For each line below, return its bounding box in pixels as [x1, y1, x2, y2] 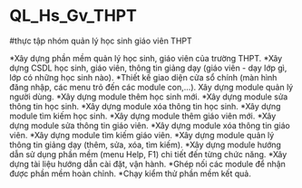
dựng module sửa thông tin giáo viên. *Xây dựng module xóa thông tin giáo [9, 119, 290, 131]
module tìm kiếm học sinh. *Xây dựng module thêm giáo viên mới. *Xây [9, 110, 277, 121]
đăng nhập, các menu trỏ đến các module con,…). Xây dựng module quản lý [9, 81, 294, 92]
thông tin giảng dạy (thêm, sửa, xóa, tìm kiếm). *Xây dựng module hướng [9, 139, 281, 150]
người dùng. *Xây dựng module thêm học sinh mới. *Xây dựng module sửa [9, 91, 288, 102]
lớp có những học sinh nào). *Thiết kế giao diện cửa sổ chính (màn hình [9, 71, 278, 82]
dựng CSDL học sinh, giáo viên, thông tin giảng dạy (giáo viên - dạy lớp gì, [9, 62, 287, 73]
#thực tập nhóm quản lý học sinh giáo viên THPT [9, 35, 192, 46]
